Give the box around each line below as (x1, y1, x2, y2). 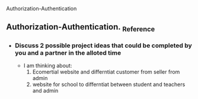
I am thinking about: (23, 62, 72, 69)
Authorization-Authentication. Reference (6, 22, 155, 34)
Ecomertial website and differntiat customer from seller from (32, 68, 180, 75)
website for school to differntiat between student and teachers (32, 81, 186, 88)
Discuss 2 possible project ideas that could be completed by (14, 41, 193, 49)
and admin (32, 87, 59, 94)
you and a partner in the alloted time (14, 48, 122, 57)
